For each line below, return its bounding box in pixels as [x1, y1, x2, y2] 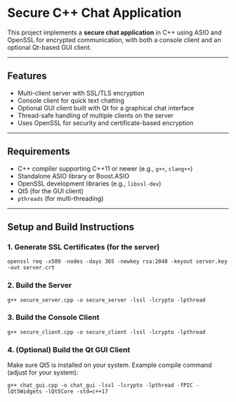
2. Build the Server [7, 280, 72, 290]
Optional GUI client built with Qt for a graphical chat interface [17, 103, 195, 112]
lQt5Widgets [7, 388, 42, 395]
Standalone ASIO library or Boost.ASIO [17, 171, 130, 180]
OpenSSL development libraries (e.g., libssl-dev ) [17, 179, 162, 188]
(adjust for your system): [7, 368, 79, 377]
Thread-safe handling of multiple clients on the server [17, 111, 174, 119]
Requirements [7, 145, 70, 157]
